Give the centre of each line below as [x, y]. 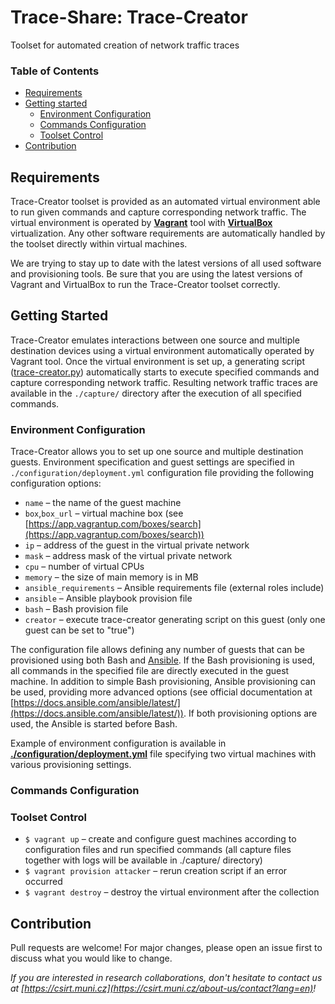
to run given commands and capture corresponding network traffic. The [158, 212]
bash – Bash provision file [76, 609]
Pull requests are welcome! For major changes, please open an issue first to [166, 948]
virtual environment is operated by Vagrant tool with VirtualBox [141, 223]
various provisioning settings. [71, 765]
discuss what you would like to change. [91, 958]
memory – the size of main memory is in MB [111, 577]
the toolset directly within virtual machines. [99, 244]
